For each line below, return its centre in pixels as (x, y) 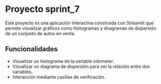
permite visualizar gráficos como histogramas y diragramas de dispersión (81, 28)
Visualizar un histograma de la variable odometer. (63, 61)
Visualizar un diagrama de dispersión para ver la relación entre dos (81, 66)
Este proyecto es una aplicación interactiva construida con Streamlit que (80, 23)
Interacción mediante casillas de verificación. (59, 77)
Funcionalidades (32, 49)
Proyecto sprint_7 (42, 9)
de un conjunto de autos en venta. (40, 33)
